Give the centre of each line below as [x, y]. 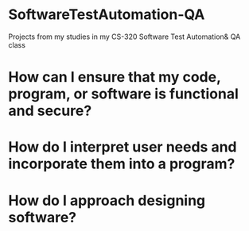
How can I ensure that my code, [115, 77]
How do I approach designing [107, 200]
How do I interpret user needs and [123, 147]
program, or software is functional [123, 94]
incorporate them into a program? [122, 164]
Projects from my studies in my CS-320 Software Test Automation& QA [124, 37]
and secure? [50, 111]
